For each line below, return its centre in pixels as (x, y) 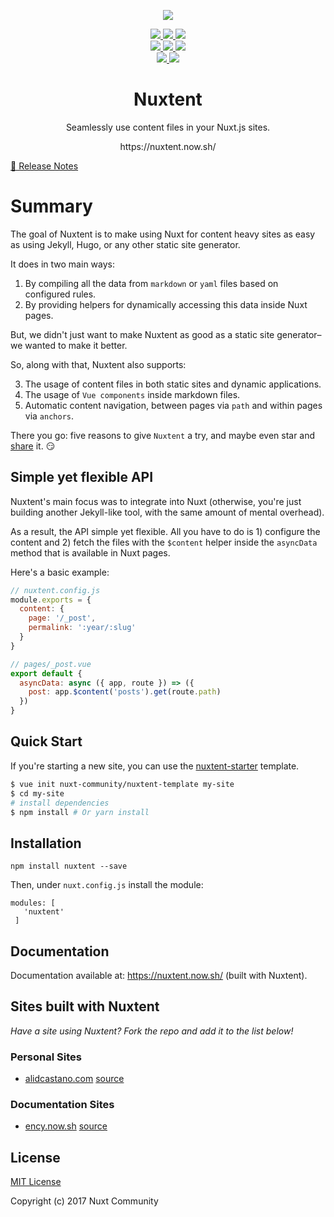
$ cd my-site (37, 793)
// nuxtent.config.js (55, 590)
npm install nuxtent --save (69, 866)
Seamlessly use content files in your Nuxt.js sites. (168, 127)
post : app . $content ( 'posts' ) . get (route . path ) (125, 692)
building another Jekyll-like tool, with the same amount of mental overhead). (167, 512)
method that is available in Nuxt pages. (90, 552)
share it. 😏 (33, 446)
